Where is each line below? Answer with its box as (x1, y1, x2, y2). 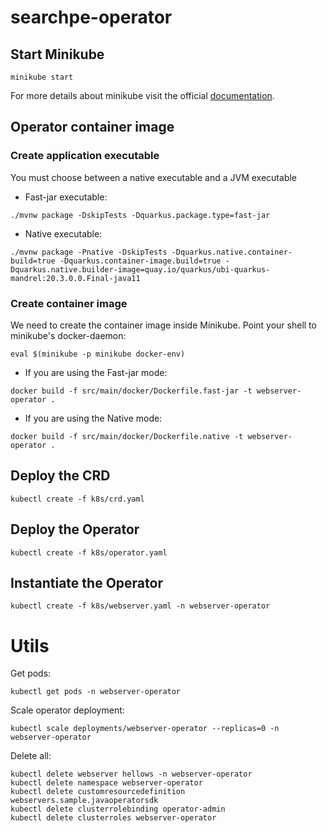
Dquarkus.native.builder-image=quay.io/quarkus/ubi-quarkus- (10, 264, 271, 275)
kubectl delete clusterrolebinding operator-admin (10, 804, 226, 815)
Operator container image (10, 119, 175, 136)
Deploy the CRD (10, 467, 111, 485)
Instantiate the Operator (10, 575, 163, 591)
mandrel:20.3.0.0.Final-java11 (10, 273, 141, 283)
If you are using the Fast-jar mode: (24, 366, 168, 378)
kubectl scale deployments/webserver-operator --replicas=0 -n (10, 724, 280, 734)
